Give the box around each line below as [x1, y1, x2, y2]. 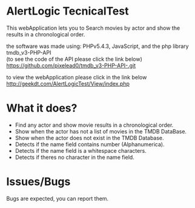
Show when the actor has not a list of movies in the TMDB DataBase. [15, 127, 187, 135]
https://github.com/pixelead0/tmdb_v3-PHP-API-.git [6, 62, 136, 69]
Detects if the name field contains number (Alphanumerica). [15, 141, 165, 148]
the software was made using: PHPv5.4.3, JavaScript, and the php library [6, 42, 189, 50]
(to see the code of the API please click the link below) [6, 55, 142, 62]
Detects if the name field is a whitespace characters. [15, 147, 147, 154]
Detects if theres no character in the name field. [15, 153, 134, 161]
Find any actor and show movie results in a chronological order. [15, 121, 174, 129]
